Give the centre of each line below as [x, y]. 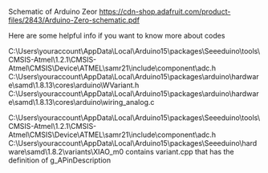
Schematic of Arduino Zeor [53, 12]
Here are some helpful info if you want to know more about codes [117, 36]
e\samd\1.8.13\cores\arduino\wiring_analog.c [81, 102]
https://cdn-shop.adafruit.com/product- [165, 12]
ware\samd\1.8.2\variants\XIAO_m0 [66, 152]
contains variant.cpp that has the [180, 152]
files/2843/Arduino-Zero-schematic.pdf [74, 20]
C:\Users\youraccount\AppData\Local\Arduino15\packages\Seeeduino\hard [133, 143]
